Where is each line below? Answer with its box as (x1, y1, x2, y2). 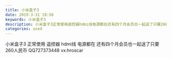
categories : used (5, 26, 42, 32)
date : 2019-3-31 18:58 (5, 12, 54, 17)
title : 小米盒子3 (5, 7, 39, 13)
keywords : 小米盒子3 (5, 17, 46, 22)
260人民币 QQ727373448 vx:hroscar (5, 47, 83, 53)
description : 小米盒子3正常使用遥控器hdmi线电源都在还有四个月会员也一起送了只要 (5, 21, 161, 27)
